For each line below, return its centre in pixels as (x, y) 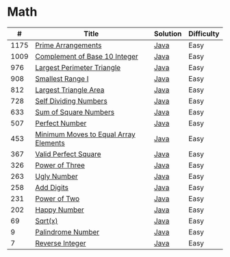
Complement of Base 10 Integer (87, 56)
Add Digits (52, 187)
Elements (50, 143)
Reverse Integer (61, 243)
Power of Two (57, 198)
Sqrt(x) (47, 221)
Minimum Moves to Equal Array (85, 134)
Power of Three (60, 165)
